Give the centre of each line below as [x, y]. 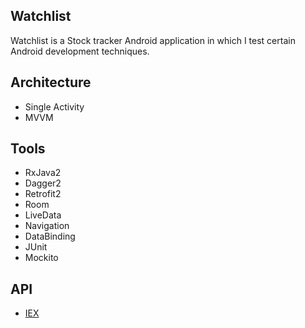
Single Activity [54, 106]
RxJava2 [43, 173]
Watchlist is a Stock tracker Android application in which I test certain [153, 40]
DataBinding [50, 236]
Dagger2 [43, 183]
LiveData [43, 215]
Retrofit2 [43, 194]
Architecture [51, 82]
